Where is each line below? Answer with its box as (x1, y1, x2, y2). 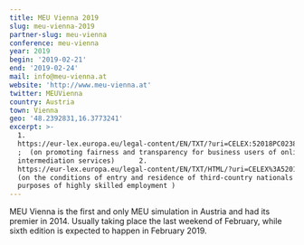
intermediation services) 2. (17, 155, 147, 165)
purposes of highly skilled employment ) (17, 182, 176, 191)
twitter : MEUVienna (9, 89, 83, 98)
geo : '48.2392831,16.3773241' (9, 114, 124, 123)
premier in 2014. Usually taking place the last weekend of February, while (9, 216, 282, 227)
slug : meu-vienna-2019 (9, 22, 95, 31)
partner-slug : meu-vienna (9, 30, 107, 39)
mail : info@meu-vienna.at (9, 72, 107, 81)
